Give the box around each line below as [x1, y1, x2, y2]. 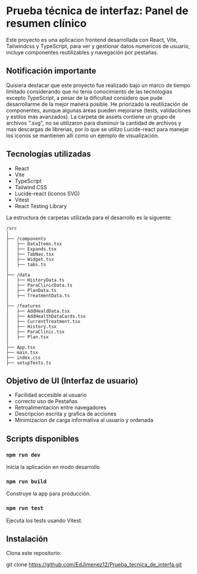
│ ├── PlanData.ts [6, 287, 57, 293]
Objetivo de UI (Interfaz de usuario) [6, 375, 138, 385]
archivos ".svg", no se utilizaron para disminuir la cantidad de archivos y [6, 119, 182, 127]
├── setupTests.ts [6, 359, 51, 366]
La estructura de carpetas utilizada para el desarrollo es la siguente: [6, 214, 172, 221]
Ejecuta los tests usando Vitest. [6, 517, 83, 524]
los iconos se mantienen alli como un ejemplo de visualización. [6, 132, 160, 139]
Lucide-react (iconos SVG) [14, 190, 80, 197]
